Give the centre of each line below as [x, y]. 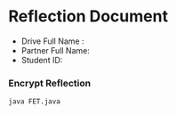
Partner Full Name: [55, 50]
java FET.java [35, 102]
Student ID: [42, 60]
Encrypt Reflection [49, 83]
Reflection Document [88, 16]
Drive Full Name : [52, 41]
